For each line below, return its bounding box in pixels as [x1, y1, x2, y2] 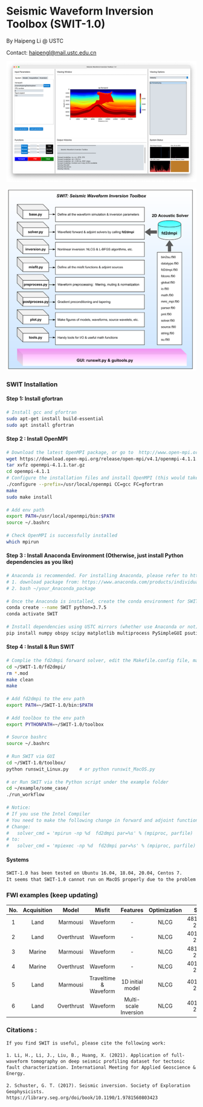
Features [120, 906, 144, 914]
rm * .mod [6, 670, 28, 677]
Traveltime [89, 975, 116, 982]
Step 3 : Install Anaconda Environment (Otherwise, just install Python [6, 552, 184, 559]
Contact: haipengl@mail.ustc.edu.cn [6, 48, 97, 56]
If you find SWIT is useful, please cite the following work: [6, 1040, 166, 1046]
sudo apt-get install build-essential [6, 415, 104, 422]
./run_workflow [6, 792, 45, 798]
